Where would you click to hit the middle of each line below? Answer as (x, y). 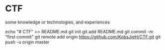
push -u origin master (27, 42)
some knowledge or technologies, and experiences (58, 22)
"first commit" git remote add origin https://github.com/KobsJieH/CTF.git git (83, 37)
